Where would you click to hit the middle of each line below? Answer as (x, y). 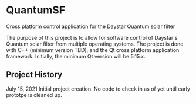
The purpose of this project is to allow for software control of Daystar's (92, 37)
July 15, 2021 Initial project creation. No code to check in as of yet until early (98, 89)
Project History (34, 74)
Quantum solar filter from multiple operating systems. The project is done (95, 44)
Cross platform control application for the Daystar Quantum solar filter (91, 26)
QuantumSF (36, 10)
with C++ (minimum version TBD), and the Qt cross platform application (93, 50)
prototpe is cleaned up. (34, 95)
